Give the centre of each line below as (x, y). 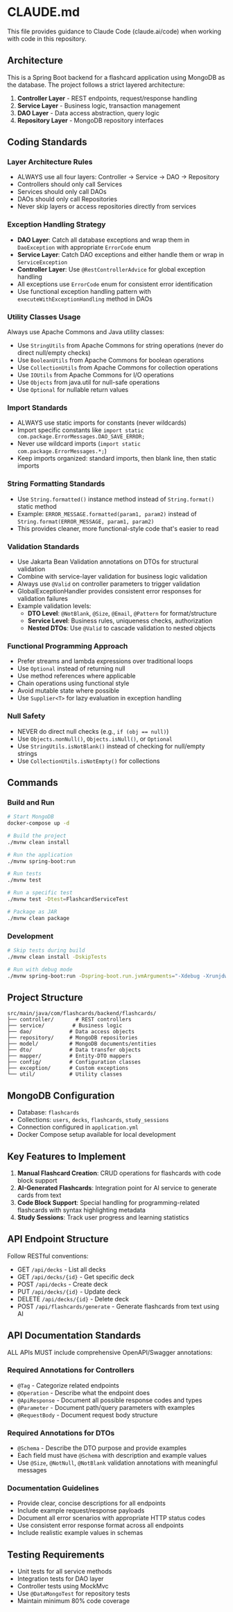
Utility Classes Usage (44, 317)
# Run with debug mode (40, 969)
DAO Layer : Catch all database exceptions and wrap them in (103, 240)
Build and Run (31, 802)
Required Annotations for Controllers (71, 1370)
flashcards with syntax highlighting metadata (81, 1210)
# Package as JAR (32, 912)
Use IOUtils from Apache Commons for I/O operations (96, 375)
